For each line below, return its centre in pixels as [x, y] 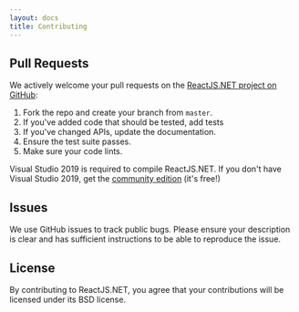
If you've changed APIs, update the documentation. [119, 132]
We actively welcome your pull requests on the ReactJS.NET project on [143, 85]
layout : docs [34, 18]
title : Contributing [49, 26]
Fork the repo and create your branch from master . [117, 113]
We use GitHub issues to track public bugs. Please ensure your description [150, 230]
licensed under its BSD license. [67, 299]
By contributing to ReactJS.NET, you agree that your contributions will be [147, 289]
